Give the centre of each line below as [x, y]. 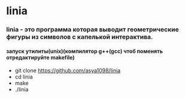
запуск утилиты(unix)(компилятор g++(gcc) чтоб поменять [85, 51]
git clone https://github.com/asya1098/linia [68, 71]
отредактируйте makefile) [40, 57]
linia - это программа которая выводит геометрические [92, 30]
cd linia [24, 77]
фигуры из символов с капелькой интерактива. [80, 37]
